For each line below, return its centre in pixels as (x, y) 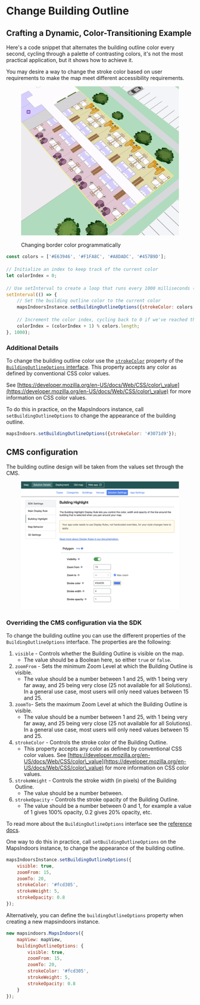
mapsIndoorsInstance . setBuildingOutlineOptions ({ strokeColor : (96, 307)
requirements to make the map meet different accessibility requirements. (95, 78)
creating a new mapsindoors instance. (53, 921)
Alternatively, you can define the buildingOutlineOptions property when (95, 915)
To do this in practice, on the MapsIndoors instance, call (75, 409)
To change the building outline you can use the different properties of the (96, 635)
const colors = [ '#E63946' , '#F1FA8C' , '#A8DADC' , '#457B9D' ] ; (86, 257)
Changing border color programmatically (71, 245)
